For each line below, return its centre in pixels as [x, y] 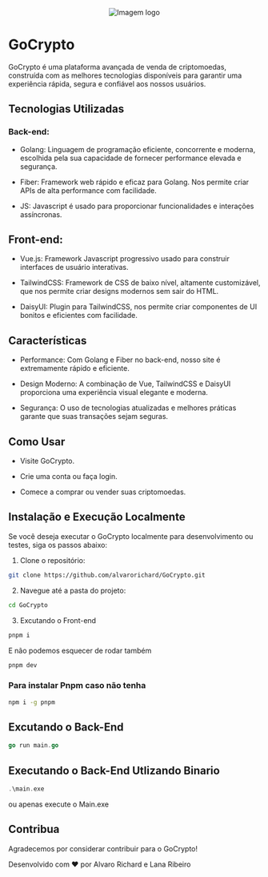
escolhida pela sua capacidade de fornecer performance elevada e [130, 158]
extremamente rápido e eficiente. [74, 368]
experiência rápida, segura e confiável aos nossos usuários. [107, 83]
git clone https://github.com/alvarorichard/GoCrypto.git [107, 575]
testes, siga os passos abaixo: [58, 545]
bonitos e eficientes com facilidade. [78, 316]
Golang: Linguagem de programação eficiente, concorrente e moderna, [138, 149]
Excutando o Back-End [66, 727]
